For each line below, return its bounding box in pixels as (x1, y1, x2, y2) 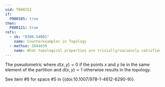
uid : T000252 (5, 7, 32, 12)
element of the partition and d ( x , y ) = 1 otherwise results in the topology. (5, 66, 151, 72)
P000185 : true (9, 16, 38, 21)
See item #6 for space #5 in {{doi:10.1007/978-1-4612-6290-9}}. (5, 76, 135, 82)
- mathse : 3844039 (9, 43, 48, 48)
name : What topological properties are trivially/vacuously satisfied (14, 48, 162, 53)
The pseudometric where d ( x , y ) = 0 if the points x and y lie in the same (5, 62, 150, 67)
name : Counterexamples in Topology (14, 39, 87, 44)
